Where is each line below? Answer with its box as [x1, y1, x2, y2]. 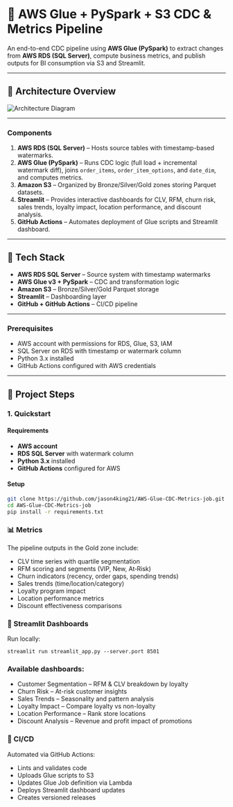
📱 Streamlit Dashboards [7, 618, 89, 628]
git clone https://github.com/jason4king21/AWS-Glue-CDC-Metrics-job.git [7, 495, 225, 502]
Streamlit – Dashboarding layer [17, 292, 107, 301]
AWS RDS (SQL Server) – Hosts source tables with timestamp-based [17, 144, 215, 152]
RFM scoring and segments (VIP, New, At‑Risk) [17, 564, 151, 573]
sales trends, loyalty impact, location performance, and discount [17, 203, 202, 211]
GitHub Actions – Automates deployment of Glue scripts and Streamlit [17, 218, 218, 226]
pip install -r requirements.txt [7, 508, 104, 516]
